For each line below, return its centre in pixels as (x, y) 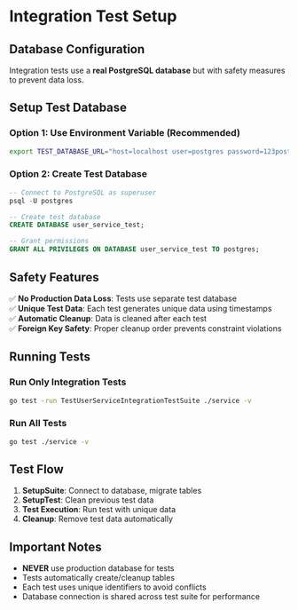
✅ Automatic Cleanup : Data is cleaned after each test (108, 318)
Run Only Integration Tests (68, 382)
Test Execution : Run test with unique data (98, 510)
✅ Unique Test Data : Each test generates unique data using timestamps (141, 308)
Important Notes (55, 547)
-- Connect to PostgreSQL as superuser (83, 193)
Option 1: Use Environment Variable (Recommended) (125, 133)
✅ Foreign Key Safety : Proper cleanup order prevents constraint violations (145, 328)
